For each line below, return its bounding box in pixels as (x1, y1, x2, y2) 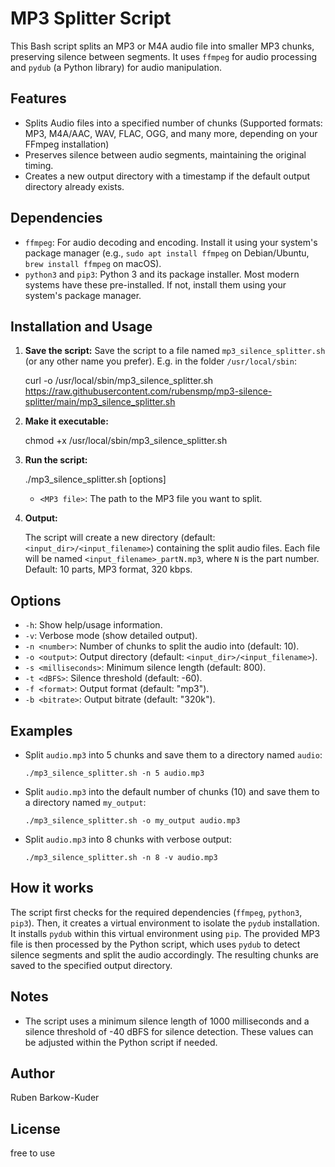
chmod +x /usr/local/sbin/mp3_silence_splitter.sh (24, 435, 228, 447)
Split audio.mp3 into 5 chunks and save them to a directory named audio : (24, 749, 323, 761)
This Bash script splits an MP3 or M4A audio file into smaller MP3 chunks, (10, 40, 315, 52)
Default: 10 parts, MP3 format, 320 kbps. (24, 563, 193, 576)
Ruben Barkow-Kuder (10, 1092, 100, 1104)
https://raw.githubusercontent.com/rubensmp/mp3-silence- (24, 385, 273, 397)
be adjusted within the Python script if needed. (24, 1036, 218, 1048)
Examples (10, 722, 73, 739)
